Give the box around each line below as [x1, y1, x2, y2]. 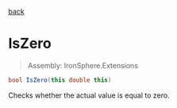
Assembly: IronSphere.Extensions [27, 60, 139, 70]
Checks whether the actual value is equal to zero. [8, 91, 170, 100]
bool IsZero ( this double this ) [8, 75, 112, 84]
